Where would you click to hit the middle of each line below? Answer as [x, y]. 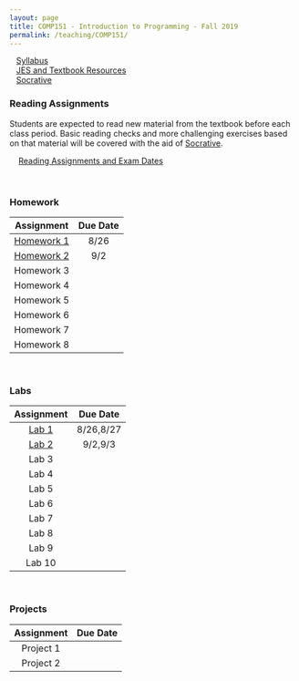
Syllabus [32, 61]
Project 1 [41, 648]
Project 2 [41, 663]
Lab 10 [41, 563]
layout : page [34, 18]
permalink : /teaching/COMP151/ [69, 35]
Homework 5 [42, 300]
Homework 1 [42, 241]
